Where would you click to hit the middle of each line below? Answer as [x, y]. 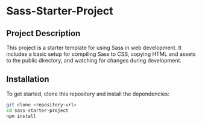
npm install [21, 116]
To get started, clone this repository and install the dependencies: [88, 94]
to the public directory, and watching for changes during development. [94, 60]
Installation [28, 79]
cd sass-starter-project [37, 110]
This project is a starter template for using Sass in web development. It [94, 47]
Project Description [43, 33]
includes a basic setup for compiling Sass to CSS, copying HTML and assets [101, 54]
